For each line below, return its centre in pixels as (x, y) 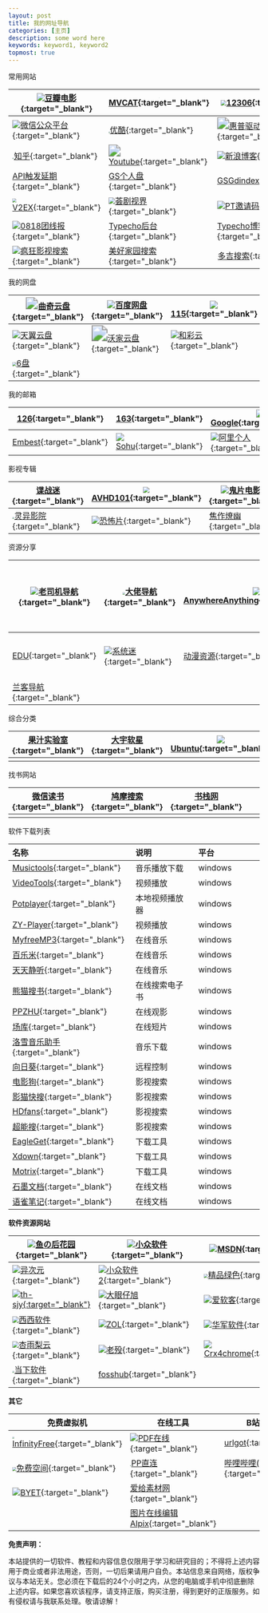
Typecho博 (237, 226)
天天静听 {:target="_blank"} (62, 970)
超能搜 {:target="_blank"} (58, 1127)
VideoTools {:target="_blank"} (67, 883)
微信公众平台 (45, 125)
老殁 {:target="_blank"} (148, 1350)
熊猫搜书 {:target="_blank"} (62, 991)
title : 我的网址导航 (39, 23)
